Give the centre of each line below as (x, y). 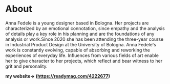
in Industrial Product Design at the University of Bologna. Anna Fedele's (81, 44)
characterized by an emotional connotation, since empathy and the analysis (85, 28)
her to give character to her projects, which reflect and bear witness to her (84, 61)
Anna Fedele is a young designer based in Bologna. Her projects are (77, 23)
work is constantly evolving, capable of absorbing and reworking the (78, 50)
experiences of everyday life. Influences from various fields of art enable (82, 55)
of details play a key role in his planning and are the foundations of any (80, 34)
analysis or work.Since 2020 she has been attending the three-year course (84, 39)
